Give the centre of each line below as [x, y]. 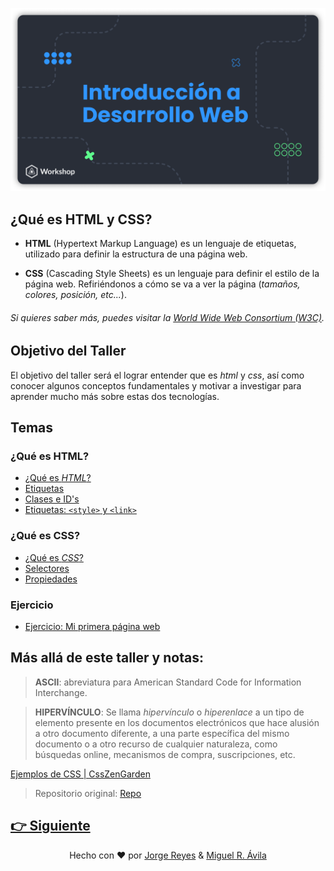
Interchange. [61, 692]
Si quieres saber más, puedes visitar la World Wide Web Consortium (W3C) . [167, 317]
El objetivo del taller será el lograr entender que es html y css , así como [157, 375]
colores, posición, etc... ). [75, 295]
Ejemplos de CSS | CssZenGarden [80, 774]
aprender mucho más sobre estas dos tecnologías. [115, 396]
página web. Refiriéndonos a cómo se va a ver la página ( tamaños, [162, 284]
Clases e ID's [52, 499]
